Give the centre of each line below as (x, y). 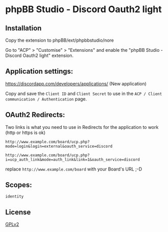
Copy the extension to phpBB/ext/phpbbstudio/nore (60, 40)
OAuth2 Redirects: (35, 115)
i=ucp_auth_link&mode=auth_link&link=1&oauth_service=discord (73, 159)
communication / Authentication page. (46, 99)
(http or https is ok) (25, 132)
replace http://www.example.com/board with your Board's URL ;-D (74, 169)
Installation (23, 28)
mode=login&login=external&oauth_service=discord (59, 146)
